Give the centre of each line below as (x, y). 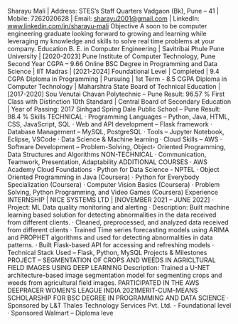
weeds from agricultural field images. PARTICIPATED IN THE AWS (103, 283)
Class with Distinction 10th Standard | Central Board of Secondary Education (119, 102)
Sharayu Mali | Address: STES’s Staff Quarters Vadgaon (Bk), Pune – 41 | (113, 11)
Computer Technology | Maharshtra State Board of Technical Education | (114, 86)
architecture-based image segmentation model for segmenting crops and (115, 275)
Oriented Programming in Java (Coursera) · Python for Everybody (103, 177)
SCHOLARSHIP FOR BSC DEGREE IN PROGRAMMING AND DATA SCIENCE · (118, 298)
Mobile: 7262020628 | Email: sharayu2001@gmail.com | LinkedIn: (104, 18)
